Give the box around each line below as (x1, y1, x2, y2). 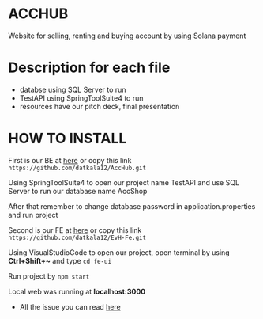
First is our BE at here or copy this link (8, 155, 132, 165)
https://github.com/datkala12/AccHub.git (8, 164, 147, 172)
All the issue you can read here (19, 302, 121, 311)
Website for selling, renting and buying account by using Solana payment (8, 31, 246, 40)
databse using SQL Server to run (19, 85, 126, 94)
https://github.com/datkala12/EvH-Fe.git (8, 234, 147, 241)
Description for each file (8, 59, 171, 77)
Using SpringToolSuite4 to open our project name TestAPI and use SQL (8, 177, 239, 187)
